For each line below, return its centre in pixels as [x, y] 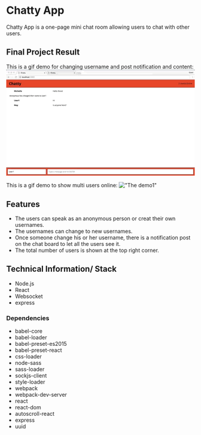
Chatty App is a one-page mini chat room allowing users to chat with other [98, 27]
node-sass [28, 363]
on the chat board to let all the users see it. [68, 244]
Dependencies [28, 318]
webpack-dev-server [41, 395]
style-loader [30, 382]
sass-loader [30, 369]
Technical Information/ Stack [62, 269]
